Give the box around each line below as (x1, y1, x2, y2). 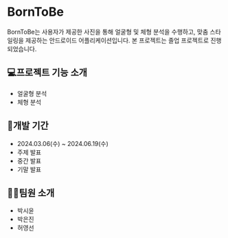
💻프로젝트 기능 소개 (7, 67, 88, 79)
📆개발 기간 (7, 120, 49, 132)
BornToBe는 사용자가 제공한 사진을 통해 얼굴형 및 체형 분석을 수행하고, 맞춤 (7, 27, 209, 36)
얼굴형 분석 (16, 89, 47, 97)
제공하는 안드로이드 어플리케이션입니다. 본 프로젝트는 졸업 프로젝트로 (25, 36, 209, 45)
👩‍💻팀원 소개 (7, 187, 55, 199)
